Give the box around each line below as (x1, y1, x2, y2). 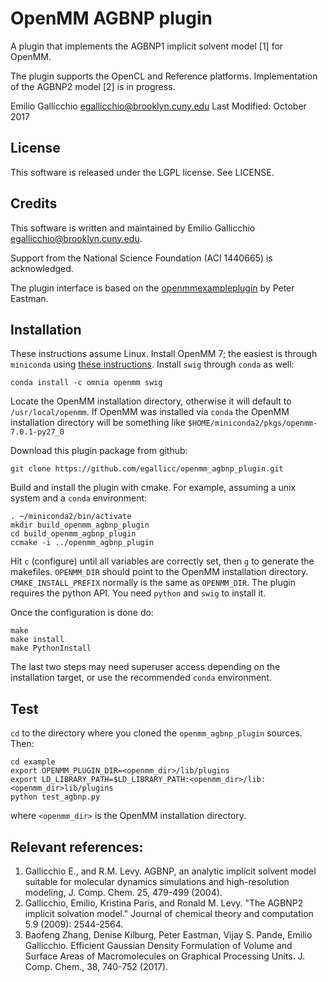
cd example (10, 757, 56, 767)
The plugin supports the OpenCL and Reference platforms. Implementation (10, 70, 318, 82)
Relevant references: (10, 838, 144, 856)
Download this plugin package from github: (10, 445, 188, 457)
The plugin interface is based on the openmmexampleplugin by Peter (10, 282, 295, 294)
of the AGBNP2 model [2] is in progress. (10, 80, 176, 92)
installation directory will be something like (10, 417, 186, 429)
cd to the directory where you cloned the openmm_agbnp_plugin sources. (10, 727, 303, 739)
